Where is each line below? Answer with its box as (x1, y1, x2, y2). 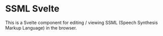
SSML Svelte (5, 3, 60, 14)
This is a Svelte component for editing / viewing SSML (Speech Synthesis (5, 19, 158, 25)
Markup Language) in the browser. (5, 24, 77, 30)
